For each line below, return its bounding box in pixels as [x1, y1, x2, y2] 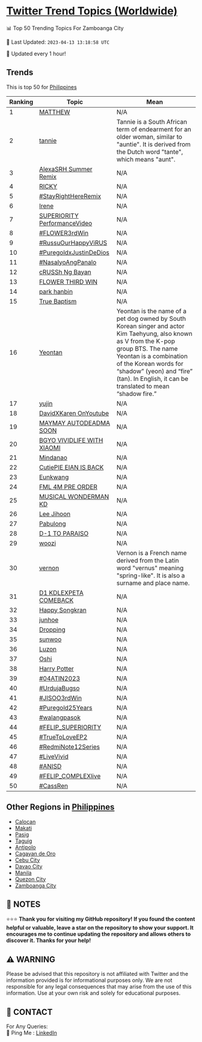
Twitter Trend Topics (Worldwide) [6, 4, 178, 18]
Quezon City [14, 876, 46, 883]
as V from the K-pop [116, 337, 176, 345]
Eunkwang [38, 473, 69, 481]
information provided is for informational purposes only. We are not [6, 976, 173, 984]
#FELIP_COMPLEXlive [38, 772, 101, 780]
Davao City [14, 862, 43, 870]
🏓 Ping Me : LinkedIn [6, 1029, 57, 1036]
